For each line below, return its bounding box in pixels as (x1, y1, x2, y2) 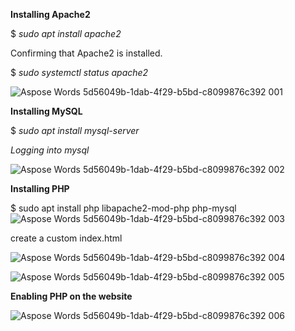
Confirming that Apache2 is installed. (10, 47, 163, 59)
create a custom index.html (10, 232, 123, 244)
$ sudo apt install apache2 (10, 28, 122, 39)
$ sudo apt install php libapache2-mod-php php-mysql (10, 202, 237, 214)
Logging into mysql (10, 144, 90, 156)
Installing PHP (10, 183, 70, 194)
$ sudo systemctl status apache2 (10, 67, 149, 78)
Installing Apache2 (10, 9, 91, 20)
